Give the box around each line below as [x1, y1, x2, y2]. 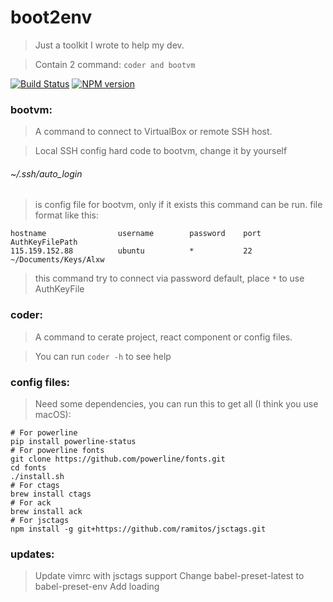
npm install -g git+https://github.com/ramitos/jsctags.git [10, 524, 267, 535]
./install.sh [10, 472, 65, 482]
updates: [10, 547, 55, 561]
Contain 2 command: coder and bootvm [34, 58, 196, 70]
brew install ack [10, 507, 83, 517]
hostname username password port [10, 229, 262, 239]
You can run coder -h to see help [34, 350, 172, 362]
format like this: [34, 209, 100, 221]
